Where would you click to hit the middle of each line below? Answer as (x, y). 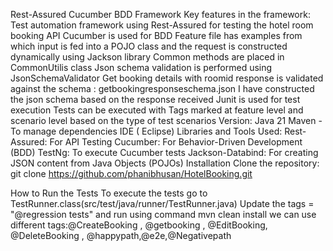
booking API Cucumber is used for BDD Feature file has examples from (156, 35)
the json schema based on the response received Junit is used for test (155, 99)
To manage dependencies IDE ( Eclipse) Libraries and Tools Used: (146, 131)
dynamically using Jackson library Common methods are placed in (147, 57)
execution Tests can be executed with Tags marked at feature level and (157, 110)
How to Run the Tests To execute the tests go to (109, 193)
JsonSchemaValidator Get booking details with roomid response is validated (167, 78)
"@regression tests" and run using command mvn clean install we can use (163, 214)
